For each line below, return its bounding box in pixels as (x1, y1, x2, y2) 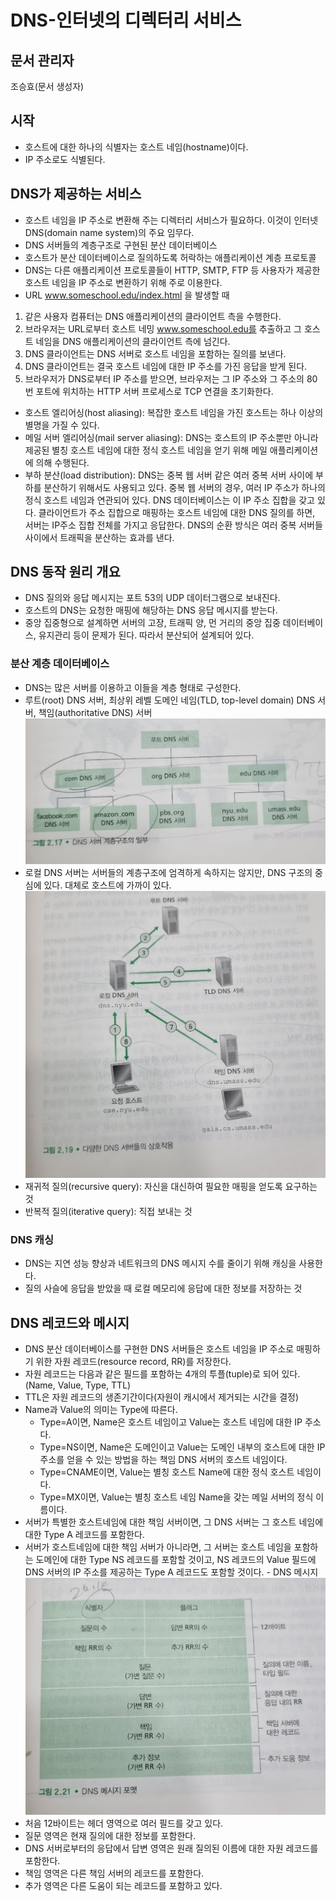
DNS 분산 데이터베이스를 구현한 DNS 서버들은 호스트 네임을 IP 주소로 (24, 1343, 295, 1355)
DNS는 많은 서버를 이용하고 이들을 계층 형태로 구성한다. (24, 681, 242, 693)
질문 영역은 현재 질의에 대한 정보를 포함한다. (24, 1829, 197, 1841)
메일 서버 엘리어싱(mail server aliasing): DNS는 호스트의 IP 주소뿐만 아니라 (24, 431, 319, 443)
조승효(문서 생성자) (10, 81, 85, 92)
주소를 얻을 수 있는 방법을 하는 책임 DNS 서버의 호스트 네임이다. (39, 1454, 288, 1466)
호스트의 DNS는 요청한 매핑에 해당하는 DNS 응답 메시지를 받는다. (24, 604, 278, 616)
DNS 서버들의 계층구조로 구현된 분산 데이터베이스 (24, 239, 218, 251)
